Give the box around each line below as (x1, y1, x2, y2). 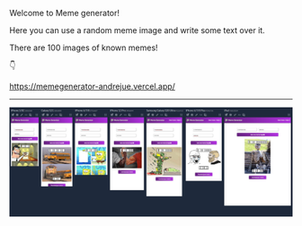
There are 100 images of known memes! (9, 42, 159, 53)
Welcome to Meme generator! (9, 8, 120, 18)
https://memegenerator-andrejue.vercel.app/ (9, 81, 175, 91)
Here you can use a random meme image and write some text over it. (9, 25, 265, 35)
